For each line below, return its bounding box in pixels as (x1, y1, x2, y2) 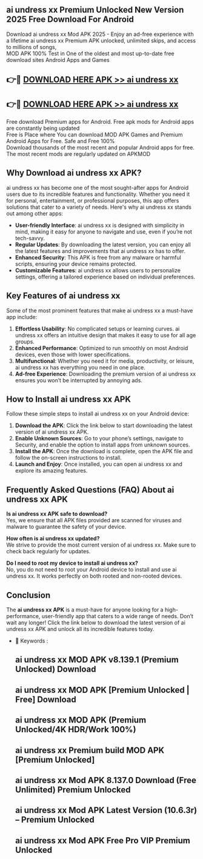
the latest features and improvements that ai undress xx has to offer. (15, 247, 186, 254)
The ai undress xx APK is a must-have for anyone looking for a (6, 606, 164, 613)
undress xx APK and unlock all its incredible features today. (6, 625, 155, 633)
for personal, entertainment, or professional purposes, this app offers (6, 197, 179, 204)
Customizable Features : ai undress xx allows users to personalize (15, 266, 181, 274)
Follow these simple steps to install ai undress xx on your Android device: (6, 410, 190, 417)
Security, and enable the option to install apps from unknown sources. (15, 441, 190, 448)
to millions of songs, (6, 43, 57, 50)
